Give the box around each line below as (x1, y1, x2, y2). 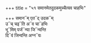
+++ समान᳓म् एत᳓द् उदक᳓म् (5, 15, 54, 21)
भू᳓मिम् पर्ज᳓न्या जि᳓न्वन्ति (5, 27, 46, 33)
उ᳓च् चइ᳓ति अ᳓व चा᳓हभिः (5, 21, 48, 27)
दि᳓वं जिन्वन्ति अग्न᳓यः (5, 32, 42, 38)
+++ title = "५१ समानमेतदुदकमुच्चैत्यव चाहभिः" (5, 5, 86, 11)
